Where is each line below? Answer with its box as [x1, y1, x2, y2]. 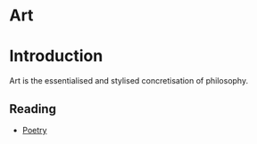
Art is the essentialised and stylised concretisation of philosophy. [9, 76, 248, 86]
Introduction [9, 46, 104, 67]
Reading [9, 101, 56, 116]
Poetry [21, 124, 47, 135]
